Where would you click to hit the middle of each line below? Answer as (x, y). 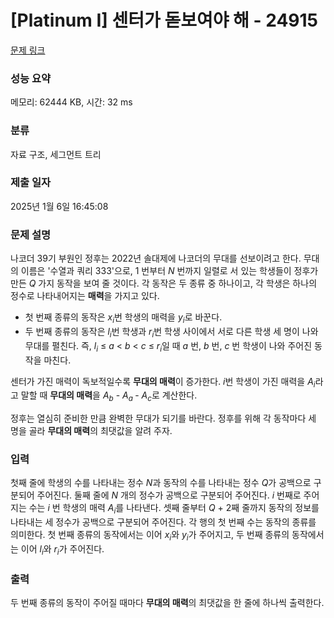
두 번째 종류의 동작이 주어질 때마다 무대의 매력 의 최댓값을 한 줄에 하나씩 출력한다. (167, 603)
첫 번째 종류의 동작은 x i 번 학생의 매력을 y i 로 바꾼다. (123, 318)
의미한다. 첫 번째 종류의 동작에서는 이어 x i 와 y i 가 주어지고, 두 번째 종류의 (150, 536)
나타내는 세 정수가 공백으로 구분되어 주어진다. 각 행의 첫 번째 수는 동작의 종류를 (163, 522)
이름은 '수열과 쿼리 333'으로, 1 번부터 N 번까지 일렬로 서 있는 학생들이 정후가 (169, 271)
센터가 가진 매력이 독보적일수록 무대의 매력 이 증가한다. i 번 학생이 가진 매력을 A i (163, 382)
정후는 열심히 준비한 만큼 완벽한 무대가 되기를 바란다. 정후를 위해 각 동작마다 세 (163, 418)
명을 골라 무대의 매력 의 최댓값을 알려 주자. (91, 431)
